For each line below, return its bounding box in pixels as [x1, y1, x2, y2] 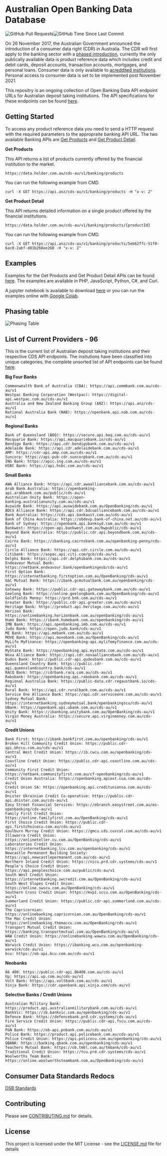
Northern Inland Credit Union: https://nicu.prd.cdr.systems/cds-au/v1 [5, 859, 157, 864]
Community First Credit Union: [5, 767, 70, 773]
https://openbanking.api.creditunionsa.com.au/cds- [43, 785, 153, 790]
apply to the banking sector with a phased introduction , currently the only [5, 51, 156, 57]
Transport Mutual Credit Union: [5, 925, 72, 930]
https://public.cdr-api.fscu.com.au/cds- [65, 1019, 153, 1024]
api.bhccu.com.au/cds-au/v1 [5, 746, 64, 751]
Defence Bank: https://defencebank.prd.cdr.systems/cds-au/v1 [5, 1014, 137, 1019]
